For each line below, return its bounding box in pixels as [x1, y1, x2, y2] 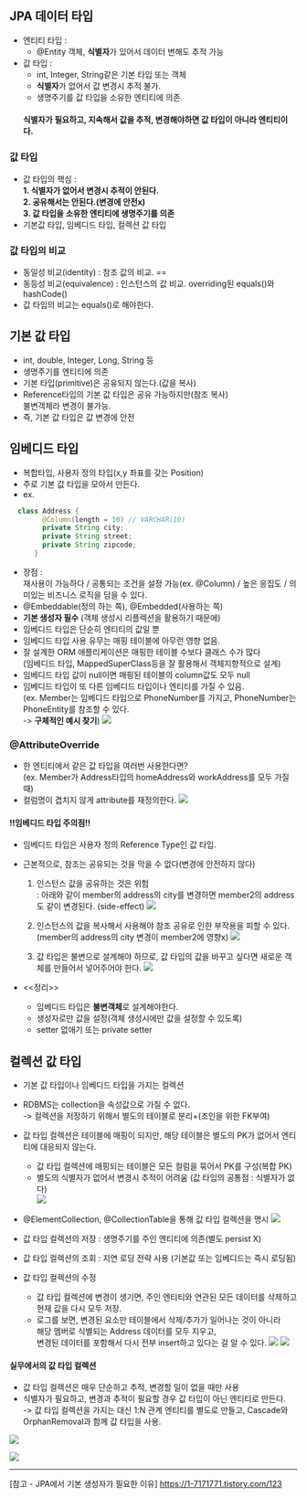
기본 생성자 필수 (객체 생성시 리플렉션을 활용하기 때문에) [22, 611, 221, 623]
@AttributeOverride [9, 738, 101, 751]
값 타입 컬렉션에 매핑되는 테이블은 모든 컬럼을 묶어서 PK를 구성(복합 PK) [36, 1161, 292, 1172]
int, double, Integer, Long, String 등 [22, 355, 154, 366]
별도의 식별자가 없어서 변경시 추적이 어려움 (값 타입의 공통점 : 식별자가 [36, 1173, 286, 1184]
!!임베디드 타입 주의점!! [9, 817, 91, 828]
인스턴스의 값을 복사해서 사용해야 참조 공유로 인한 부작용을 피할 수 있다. [36, 920, 291, 931]
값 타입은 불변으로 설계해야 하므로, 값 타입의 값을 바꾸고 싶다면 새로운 [36, 951, 283, 962]
